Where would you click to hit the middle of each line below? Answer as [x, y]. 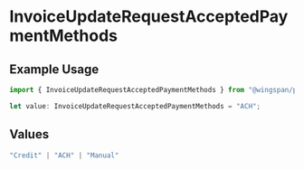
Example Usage [54, 69]
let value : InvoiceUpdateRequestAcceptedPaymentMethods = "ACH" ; [135, 106]
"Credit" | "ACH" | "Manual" [64, 155]
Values [29, 134]
